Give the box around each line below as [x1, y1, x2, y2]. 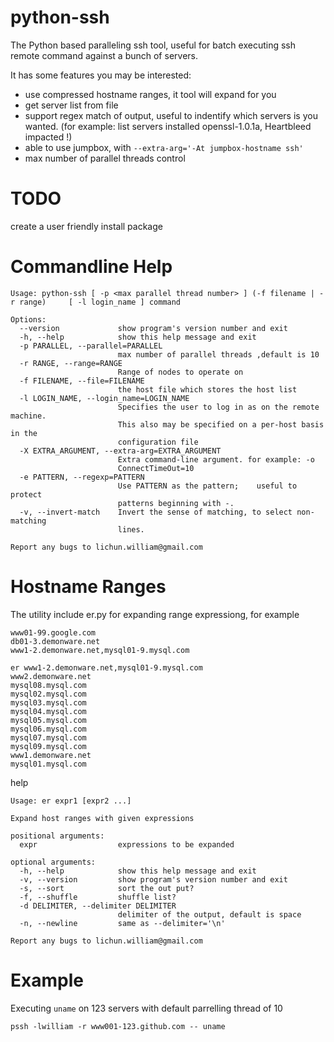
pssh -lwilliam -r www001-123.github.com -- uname [10, 1021, 226, 1031]
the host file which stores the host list [117, 384, 298, 395]
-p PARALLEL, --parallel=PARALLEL [19, 341, 163, 351]
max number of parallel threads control [24, 152, 186, 164]
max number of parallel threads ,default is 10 [117, 349, 320, 360]
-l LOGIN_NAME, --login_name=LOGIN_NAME [19, 393, 190, 403]
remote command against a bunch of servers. [10, 49, 198, 61]
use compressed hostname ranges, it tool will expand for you [24, 88, 277, 100]
